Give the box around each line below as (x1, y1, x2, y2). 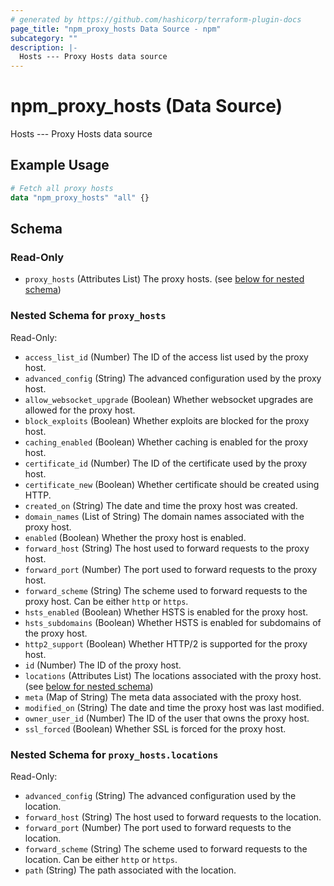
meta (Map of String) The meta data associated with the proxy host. (24, 691, 302, 703)
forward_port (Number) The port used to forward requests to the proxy (24, 563, 318, 575)
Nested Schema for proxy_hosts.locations (10, 747, 219, 761)
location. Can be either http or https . (24, 853, 178, 865)
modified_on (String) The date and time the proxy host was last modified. (24, 701, 325, 713)
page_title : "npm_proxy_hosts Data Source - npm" (10, 24, 222, 34)
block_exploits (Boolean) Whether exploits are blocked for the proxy (24, 414, 310, 426)
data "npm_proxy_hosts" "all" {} (10, 192, 150, 203)
